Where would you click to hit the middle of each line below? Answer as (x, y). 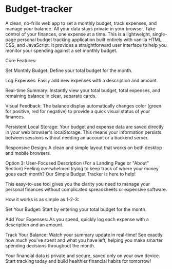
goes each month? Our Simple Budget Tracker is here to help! (71, 174)
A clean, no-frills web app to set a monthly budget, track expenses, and (81, 23)
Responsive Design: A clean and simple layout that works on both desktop (84, 148)
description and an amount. (34, 225)
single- (160, 34)
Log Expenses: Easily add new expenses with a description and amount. (82, 80)
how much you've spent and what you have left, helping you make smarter (84, 240)
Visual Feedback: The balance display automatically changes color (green (83, 105)
